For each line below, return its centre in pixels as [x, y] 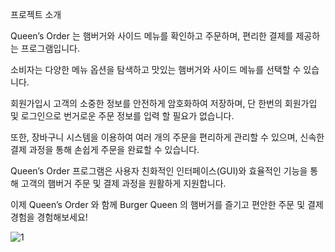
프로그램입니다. [50, 48]
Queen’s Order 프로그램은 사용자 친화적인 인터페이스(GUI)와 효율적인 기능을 [159, 171]
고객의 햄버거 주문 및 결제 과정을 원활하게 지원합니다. [123, 183]
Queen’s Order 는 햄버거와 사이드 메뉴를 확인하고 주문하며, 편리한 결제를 [152, 36]
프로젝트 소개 [36, 14]
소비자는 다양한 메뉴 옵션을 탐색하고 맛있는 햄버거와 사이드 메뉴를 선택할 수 [156, 69]
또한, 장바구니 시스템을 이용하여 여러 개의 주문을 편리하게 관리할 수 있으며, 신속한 [167, 137]
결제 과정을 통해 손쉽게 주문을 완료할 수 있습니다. [105, 149]
